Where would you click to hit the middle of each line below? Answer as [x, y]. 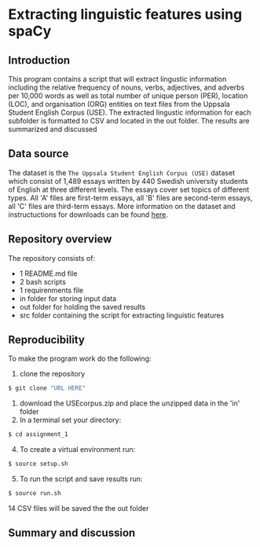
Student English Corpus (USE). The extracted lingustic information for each [130, 112]
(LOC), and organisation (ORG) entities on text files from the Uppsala [119, 104]
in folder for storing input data [68, 298]
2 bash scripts [43, 281]
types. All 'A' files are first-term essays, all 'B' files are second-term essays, [130, 197]
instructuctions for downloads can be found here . [88, 215]
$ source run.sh [35, 494]
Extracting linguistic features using [125, 15]
